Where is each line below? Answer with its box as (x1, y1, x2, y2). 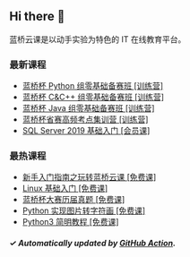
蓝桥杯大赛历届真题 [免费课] (22, 194, 125, 205)
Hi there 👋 (9, 9, 65, 24)
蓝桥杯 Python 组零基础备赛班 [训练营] (22, 81, 164, 91)
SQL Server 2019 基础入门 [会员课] (22, 125, 151, 136)
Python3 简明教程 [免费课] (22, 217, 119, 227)
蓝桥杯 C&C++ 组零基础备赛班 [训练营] (22, 91, 164, 103)
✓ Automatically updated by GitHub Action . (9, 238, 177, 248)
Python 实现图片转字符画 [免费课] (22, 205, 146, 216)
